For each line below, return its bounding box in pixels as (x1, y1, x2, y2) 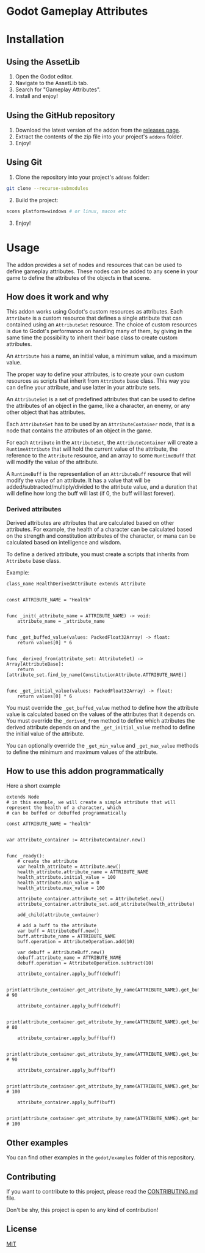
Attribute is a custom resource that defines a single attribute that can (6, 314, 182, 322)
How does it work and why (6, 292, 109, 302)
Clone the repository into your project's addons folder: (15, 173, 150, 181)
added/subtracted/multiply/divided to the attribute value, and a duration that (6, 483, 198, 491)
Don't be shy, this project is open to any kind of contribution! (6, 1206, 159, 1214)
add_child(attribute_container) (17, 912, 99, 918)
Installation (6, 32, 65, 47)
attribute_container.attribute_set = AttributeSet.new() (17, 896, 165, 902)
